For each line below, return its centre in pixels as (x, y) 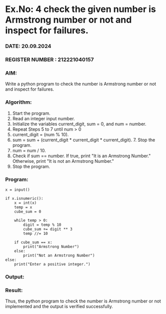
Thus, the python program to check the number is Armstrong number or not (83, 301)
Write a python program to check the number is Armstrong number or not (81, 84)
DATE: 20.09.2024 (28, 46)
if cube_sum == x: (33, 242)
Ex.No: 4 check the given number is (81, 9)
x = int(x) (25, 203)
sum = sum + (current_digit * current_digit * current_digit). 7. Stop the (84, 140)
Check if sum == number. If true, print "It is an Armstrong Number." (81, 156)
